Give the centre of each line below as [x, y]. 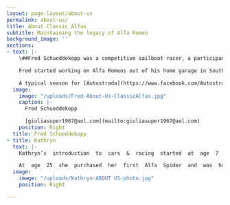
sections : [21, 45]
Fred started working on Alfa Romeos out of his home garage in [113, 71]
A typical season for [49, 83]
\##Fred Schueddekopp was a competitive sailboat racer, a [105, 58]
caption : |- [36, 102]
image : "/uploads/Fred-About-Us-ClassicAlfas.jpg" [93, 96]
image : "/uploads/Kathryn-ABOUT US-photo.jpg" [87, 179]
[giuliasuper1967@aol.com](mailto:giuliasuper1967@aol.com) [112, 121]
